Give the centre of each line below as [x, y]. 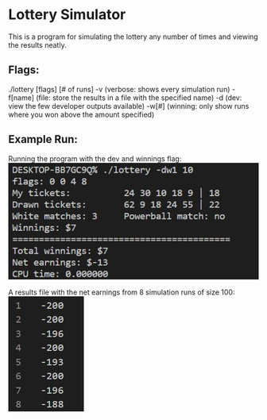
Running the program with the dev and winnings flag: [95, 158]
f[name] [21, 98]
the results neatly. [37, 44]
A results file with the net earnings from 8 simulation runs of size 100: [122, 292]
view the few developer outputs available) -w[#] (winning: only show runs [129, 106]
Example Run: [43, 139]
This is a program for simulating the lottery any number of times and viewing [133, 37]
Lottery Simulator [67, 15]
